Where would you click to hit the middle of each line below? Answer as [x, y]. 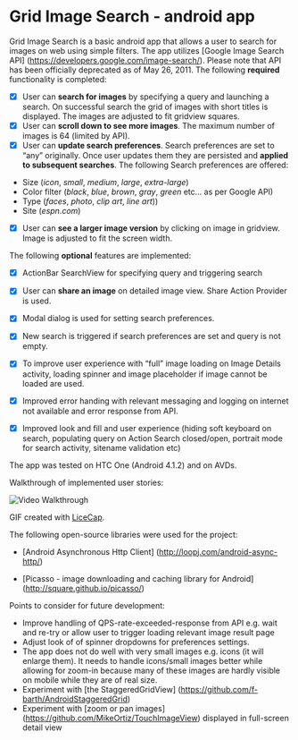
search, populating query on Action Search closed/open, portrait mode [152, 438]
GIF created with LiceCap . [57, 517]
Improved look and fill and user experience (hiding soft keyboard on [147, 428]
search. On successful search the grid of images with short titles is [145, 106]
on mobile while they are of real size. [90, 680]
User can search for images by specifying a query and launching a [145, 97]
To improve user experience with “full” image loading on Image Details [151, 363]
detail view [42, 727]
